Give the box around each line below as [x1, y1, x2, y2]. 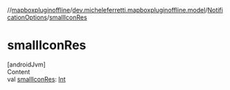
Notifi [207, 6, 223, 14]
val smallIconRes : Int [7, 75, 66, 83]
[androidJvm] [7, 60, 46, 69]
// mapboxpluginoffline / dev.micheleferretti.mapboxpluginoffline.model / [7, 6, 208, 14]
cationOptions [7, 13, 47, 21]
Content [7, 67, 30, 75]
